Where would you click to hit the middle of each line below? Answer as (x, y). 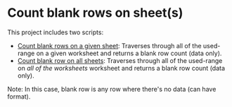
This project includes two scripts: (56, 32)
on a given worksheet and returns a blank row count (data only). (129, 53)
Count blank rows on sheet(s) (95, 13)
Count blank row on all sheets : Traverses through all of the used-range (120, 60)
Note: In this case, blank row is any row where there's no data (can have (112, 89)
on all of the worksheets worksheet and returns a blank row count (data (121, 68)
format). (19, 97)
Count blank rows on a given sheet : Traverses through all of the (109, 45)
